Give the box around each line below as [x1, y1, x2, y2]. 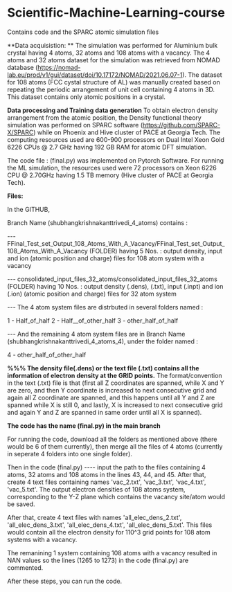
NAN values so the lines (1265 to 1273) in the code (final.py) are [7, 556, 189, 564]
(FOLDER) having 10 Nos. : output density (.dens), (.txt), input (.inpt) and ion [7, 282, 224, 290]
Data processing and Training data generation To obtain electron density [7, 106, 218, 114]
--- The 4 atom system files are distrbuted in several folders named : [7, 303, 203, 311]
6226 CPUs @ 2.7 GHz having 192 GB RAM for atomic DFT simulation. [7, 143, 207, 151]
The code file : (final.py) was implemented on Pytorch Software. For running [7, 156, 224, 164]
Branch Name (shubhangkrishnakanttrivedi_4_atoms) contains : [7, 218, 188, 226]
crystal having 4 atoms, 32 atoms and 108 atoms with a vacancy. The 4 [7, 48, 211, 57]
